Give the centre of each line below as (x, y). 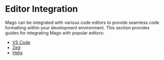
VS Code (21, 42)
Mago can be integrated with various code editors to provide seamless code (82, 22)
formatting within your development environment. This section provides (77, 27)
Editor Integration (41, 9)
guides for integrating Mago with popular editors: (55, 33)
